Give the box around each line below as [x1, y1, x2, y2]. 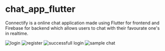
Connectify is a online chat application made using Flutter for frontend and [5, 20, 159, 26]
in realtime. [5, 30, 29, 36]
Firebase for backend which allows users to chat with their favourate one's [5, 25, 160, 31]
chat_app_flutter [5, 3, 75, 15]
